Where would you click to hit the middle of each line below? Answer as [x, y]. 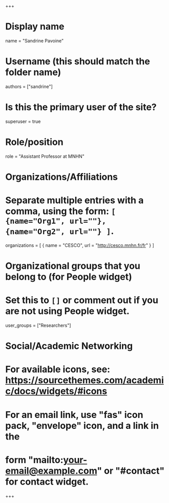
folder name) [33, 72]
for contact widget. [47, 481]
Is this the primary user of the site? [81, 107]
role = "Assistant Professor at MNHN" [45, 156]
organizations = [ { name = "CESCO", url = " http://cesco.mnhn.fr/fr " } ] [80, 245]
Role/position [34, 142]
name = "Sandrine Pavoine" [35, 40]
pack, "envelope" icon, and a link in [82, 425]
